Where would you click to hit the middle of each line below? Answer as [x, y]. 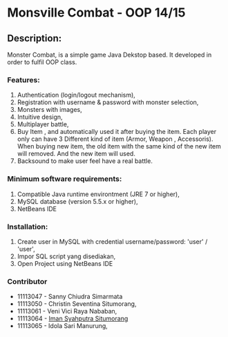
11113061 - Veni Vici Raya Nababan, [67, 311]
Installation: [28, 227]
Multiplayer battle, [43, 124]
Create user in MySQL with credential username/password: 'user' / [112, 241]
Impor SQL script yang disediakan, [66, 256]
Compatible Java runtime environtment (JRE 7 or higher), [98, 194]
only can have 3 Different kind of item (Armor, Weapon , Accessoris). [115, 139]
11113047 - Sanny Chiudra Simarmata [70, 297]
